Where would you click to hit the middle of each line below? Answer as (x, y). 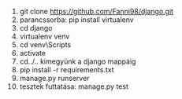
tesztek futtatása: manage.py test (74, 86)
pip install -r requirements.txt (67, 70)
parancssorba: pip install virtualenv (76, 20)
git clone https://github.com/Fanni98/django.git (97, 11)
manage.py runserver (54, 78)
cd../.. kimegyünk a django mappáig (78, 61)
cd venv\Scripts (45, 45)
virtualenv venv (45, 36)
